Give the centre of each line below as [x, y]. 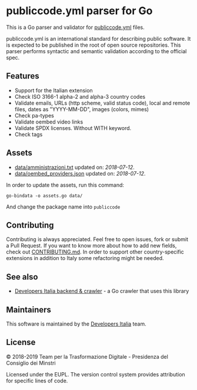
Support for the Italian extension [54, 90]
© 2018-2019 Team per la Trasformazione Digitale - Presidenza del [87, 356]
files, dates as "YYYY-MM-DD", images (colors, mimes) [81, 109]
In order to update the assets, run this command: [65, 185]
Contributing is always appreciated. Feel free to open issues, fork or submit [97, 239]
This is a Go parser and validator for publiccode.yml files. [76, 27]
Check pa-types [34, 115]
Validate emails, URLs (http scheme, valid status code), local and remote [102, 103]
